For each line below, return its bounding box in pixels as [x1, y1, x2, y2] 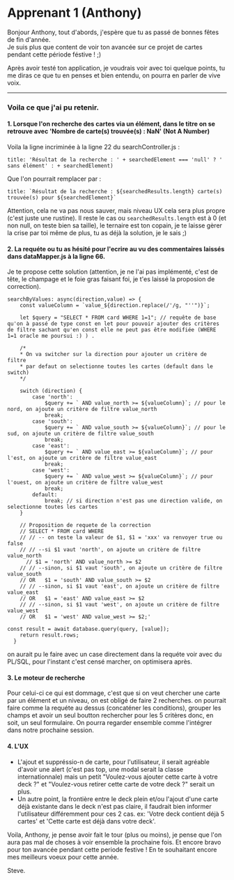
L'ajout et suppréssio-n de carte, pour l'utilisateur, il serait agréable [17, 757, 210, 766]
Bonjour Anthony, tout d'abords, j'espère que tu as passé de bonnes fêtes [7, 28, 219, 36]
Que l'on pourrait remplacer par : [7, 174, 102, 183]
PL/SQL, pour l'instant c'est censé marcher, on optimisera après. [7, 657, 193, 666]
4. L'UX [7, 742, 29, 751]
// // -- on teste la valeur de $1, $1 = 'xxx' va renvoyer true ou [19, 534, 223, 542]
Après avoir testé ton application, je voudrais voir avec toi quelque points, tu [7, 64, 225, 72]
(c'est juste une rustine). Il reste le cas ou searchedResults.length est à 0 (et [7, 214, 226, 223]
